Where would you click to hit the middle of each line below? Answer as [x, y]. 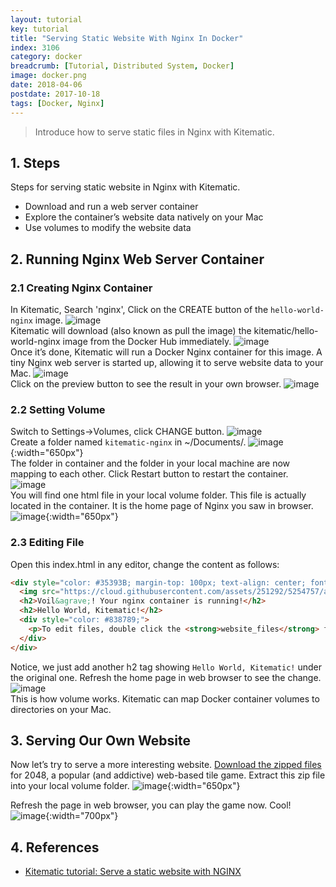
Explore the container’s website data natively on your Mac [144, 217]
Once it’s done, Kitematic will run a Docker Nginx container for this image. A [166, 352]
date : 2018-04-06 [46, 85]
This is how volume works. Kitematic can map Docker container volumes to [165, 698]
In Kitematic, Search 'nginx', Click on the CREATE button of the [139, 309]
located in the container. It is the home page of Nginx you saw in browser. [162, 506]
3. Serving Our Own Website [100, 740]
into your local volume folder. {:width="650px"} [125, 786]
